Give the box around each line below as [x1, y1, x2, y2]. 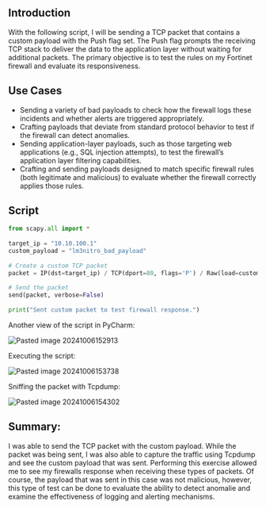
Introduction [8, 6, 71, 20]
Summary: [8, 420, 61, 434]
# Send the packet [8, 284, 69, 292]
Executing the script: [8, 350, 76, 360]
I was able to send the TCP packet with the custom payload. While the [8, 441, 237, 450]
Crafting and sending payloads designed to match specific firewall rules [19, 164, 255, 174]
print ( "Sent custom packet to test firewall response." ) [8, 306, 200, 314]
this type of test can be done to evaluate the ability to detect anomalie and [8, 483, 251, 492]
